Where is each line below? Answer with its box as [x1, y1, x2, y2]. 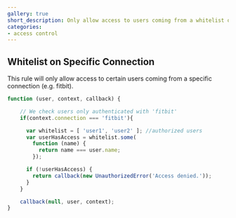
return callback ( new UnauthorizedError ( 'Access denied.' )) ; [32, 172, 212, 179]
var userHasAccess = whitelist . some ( [25, 134, 137, 141]
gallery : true [7, 10, 49, 18]
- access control [7, 29, 58, 37]
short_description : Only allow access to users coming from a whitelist [7, 17, 225, 24]
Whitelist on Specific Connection [7, 55, 155, 67]
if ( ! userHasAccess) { [25, 166, 93, 173]
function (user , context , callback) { [7, 95, 121, 102]
